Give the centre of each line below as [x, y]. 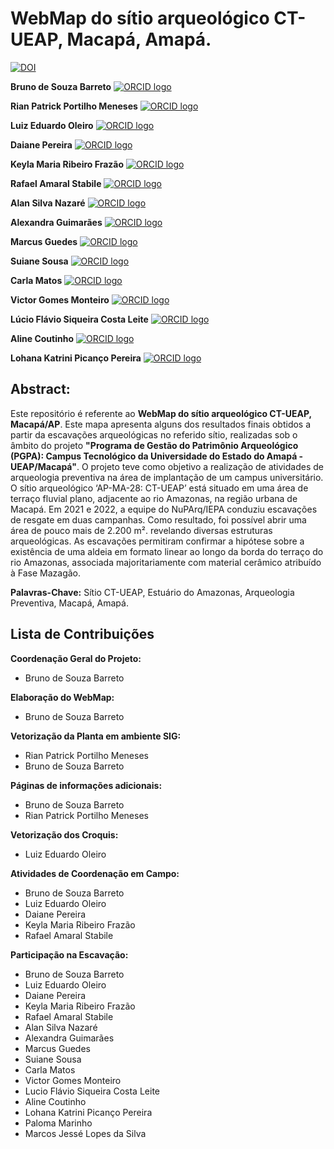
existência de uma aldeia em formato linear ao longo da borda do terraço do [167, 551]
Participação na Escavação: [69, 954]
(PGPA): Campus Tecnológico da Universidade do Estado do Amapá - [157, 456]
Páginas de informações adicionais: [86, 785]
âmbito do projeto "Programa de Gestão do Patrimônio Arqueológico [154, 445]
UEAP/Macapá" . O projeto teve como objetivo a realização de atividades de [167, 466]
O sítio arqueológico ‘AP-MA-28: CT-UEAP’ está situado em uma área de [159, 488]
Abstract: [40, 389]
